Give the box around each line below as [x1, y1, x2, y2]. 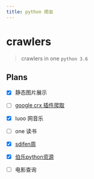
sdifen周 [14, 140, 36, 148]
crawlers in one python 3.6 [20, 55, 89, 62]
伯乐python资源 [14, 153, 54, 160]
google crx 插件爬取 [14, 102, 65, 109]
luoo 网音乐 [14, 115, 44, 122]
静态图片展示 [14, 89, 47, 96]
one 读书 [14, 127, 37, 134]
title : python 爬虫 [6, 8, 54, 15]
